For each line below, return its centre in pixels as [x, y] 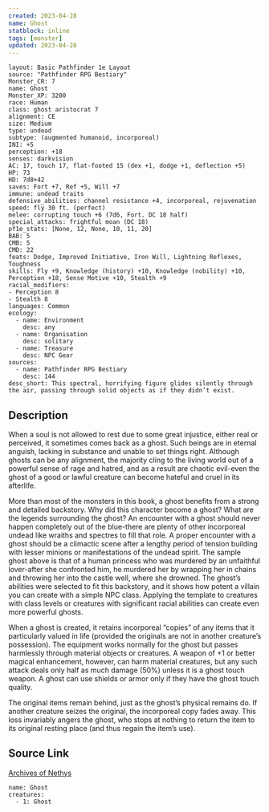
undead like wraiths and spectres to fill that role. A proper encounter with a [132, 535]
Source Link [39, 754]
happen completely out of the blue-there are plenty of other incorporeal [127, 526]
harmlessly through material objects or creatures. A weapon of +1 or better [132, 653]
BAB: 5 [19, 236]
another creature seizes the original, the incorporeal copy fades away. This [132, 711]
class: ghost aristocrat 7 [53, 110]
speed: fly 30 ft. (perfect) [57, 208]
